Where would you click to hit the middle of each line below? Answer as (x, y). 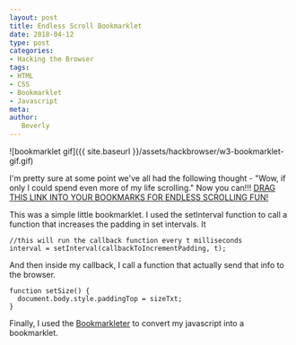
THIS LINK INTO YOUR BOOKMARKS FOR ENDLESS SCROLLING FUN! (139, 197)
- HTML (22, 76)
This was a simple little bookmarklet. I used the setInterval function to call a (148, 215)
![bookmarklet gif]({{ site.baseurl (70, 151)
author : (24, 117)
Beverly (35, 126)
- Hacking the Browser (52, 59)
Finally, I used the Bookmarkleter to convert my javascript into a (127, 323)
